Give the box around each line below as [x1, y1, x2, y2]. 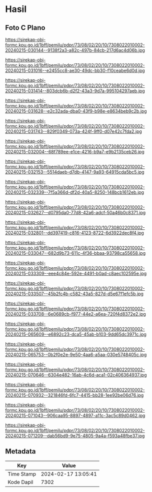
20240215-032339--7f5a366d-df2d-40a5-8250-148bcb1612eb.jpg [5, 189, 144, 195]
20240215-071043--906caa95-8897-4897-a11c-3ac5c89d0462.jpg [5, 413, 145, 418]
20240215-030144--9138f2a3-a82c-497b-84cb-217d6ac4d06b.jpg [5, 47, 145, 53]
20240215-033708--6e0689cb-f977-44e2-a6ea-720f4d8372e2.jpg [5, 311, 146, 317]
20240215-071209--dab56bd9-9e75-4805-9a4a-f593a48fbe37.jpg [5, 433, 145, 439]
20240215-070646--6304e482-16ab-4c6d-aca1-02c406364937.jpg [5, 372, 147, 378]
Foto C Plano [5, 23, 45, 32]
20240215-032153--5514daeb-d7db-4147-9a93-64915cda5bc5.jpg [5, 169, 144, 175]
